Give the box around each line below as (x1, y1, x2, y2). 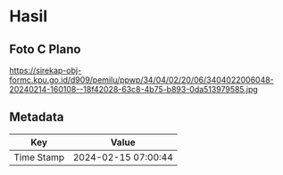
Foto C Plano (9, 42, 81, 57)
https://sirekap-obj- (9, 65, 82, 76)
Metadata (9, 109, 64, 125)
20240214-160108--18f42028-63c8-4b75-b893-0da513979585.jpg (9, 84, 259, 94)
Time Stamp (13, 151, 65, 163)
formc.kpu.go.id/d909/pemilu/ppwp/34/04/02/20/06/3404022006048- (9, 75, 274, 85)
